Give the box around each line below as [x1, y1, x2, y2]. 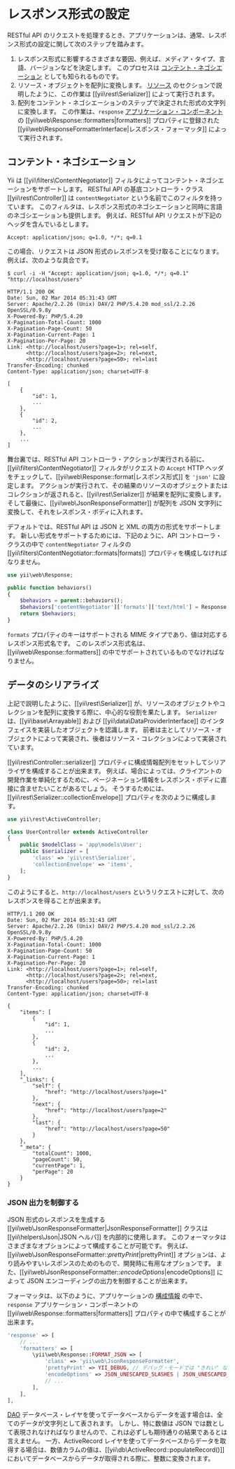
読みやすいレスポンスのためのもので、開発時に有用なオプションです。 [13, 1259, 215, 1267]
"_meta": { [20, 1143, 52, 1151]
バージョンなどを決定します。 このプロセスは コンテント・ [29, 63, 198, 72]
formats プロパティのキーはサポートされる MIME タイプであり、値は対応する [7, 630, 228, 638]
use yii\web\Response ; [7, 571, 73, 579]
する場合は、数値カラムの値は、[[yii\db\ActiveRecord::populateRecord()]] [13, 1446, 225, 1454]
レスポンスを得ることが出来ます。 [7, 896, 105, 905]
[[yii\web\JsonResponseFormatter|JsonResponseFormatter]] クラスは [7, 1223, 208, 1232]
